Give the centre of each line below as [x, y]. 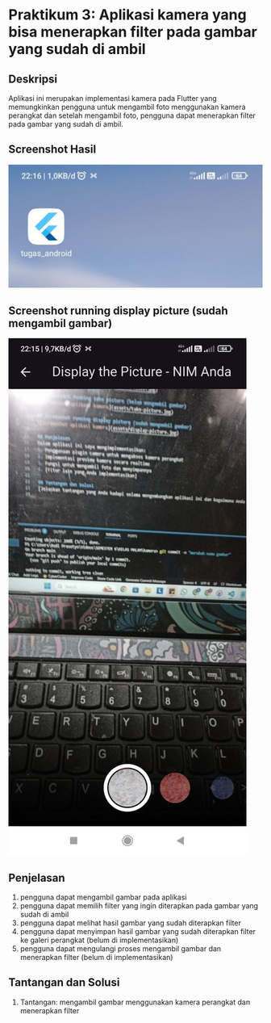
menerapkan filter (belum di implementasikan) [96, 958]
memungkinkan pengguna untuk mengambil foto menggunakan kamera [127, 107]
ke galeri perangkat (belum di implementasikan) [99, 940]
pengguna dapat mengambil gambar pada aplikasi [103, 897]
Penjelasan [37, 878]
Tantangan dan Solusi [64, 983]
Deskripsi [33, 79]
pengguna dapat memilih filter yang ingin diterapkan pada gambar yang [139, 906]
